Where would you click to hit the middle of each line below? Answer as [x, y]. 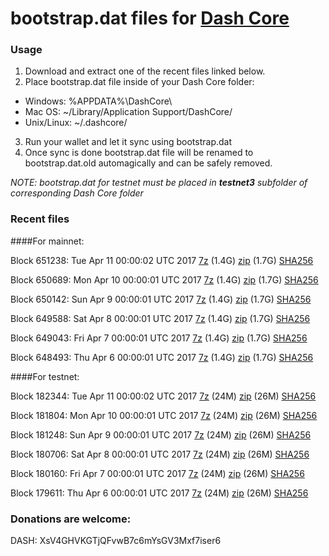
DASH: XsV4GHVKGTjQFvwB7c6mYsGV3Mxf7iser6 [116, 541]
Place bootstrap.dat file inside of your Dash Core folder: [139, 82]
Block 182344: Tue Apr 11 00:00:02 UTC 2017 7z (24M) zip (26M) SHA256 [163, 396]
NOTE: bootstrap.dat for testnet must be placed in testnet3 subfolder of [159, 183]
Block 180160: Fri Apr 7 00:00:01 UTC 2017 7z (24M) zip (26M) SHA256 [157, 473]
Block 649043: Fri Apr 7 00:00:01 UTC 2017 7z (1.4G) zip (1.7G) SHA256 [159, 338]
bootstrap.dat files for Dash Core [150, 18]
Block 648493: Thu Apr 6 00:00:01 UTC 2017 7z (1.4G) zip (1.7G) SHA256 [162, 357]
